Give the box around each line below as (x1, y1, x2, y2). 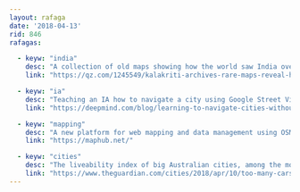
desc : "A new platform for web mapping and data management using (25, 128, 278, 137)
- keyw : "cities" (17, 153, 82, 162)
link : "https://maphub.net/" (25, 136, 134, 146)
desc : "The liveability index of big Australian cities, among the (25, 161, 281, 170)
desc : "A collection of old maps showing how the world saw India (25, 63, 278, 71)
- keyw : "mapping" (17, 120, 87, 129)
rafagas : (9, 38, 42, 47)
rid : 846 (9, 29, 42, 38)
